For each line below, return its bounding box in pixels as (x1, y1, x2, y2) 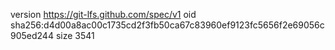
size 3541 (55, 30, 95, 41)
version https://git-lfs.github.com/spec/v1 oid (10, 9, 197, 20)
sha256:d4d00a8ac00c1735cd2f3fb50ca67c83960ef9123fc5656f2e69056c (10, 19, 325, 31)
